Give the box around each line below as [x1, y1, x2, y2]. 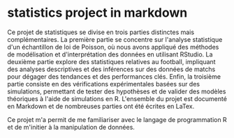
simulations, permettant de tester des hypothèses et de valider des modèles [7, 87, 226, 95]
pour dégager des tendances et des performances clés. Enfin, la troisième [7, 72, 221, 81]
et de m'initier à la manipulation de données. [7, 123, 135, 131]
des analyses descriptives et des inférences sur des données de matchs [7, 65, 216, 73]
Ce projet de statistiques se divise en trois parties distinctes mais [7, 28, 194, 36]
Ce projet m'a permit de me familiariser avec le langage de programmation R [7, 115, 227, 123]
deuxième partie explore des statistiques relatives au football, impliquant [7, 57, 216, 66]
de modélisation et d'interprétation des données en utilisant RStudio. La [7, 50, 213, 59]
